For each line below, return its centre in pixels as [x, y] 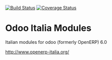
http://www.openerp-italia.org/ [37, 52]
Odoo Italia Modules [48, 28]
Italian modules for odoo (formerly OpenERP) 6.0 [56, 42]
